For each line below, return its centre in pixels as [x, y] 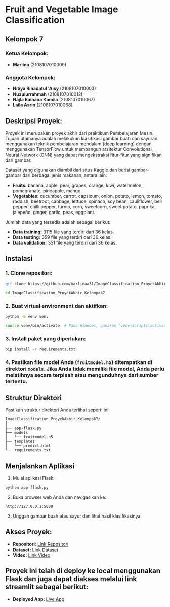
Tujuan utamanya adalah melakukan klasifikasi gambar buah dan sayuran [81, 138]
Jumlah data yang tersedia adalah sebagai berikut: [58, 222]
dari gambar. [18, 160]
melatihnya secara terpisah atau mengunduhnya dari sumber [82, 375]
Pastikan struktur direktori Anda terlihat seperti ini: [58, 410]
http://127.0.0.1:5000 [29, 507]
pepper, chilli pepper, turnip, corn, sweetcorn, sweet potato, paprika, [84, 206]
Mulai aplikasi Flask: [33, 478]
